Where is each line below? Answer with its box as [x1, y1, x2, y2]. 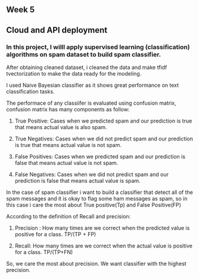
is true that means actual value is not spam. [14, 142, 122, 149]
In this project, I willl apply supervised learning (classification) [6, 43, 190, 51]
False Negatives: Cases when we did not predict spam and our [14, 171, 169, 178]
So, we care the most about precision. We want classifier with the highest [6, 260, 186, 267]
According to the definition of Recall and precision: [6, 213, 131, 220]
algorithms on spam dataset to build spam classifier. [6, 50, 161, 58]
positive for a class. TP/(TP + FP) [14, 231, 97, 238]
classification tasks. [6, 88, 55, 95]
